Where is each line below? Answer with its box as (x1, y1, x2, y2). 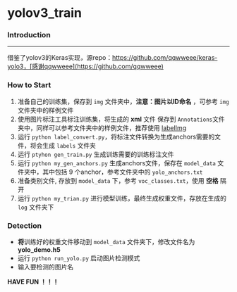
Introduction (7, 30, 51, 40)
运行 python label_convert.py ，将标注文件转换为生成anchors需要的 (17, 132, 215, 141)
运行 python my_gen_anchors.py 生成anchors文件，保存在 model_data (17, 158, 217, 167)
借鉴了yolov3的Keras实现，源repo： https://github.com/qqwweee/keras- (7, 53, 218, 62)
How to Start (7, 80, 51, 90)
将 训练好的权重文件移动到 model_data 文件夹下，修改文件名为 (17, 238, 195, 246)
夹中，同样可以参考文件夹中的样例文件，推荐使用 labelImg (17, 123, 187, 132)
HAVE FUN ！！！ (7, 278, 59, 286)
